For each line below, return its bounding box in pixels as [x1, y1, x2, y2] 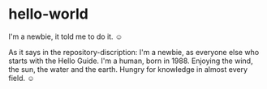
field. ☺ [8, 73, 35, 83]
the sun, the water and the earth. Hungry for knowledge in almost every [8, 64, 248, 74]
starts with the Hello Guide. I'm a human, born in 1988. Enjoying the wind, [8, 56, 253, 66]
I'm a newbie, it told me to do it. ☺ [8, 32, 123, 41]
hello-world [8, 5, 89, 23]
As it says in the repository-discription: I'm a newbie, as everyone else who [8, 47, 260, 57]
